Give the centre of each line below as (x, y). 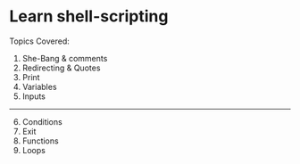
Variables (39, 86)
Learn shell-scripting (89, 16)
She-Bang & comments (65, 58)
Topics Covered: (39, 41)
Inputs (34, 96)
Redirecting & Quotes (61, 68)
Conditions (42, 121)
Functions (41, 141)
